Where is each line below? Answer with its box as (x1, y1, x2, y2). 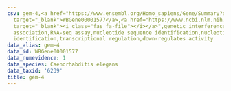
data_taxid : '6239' (7, 67, 63, 74)
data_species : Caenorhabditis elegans (7, 61, 118, 68)
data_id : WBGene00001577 (7, 49, 78, 55)
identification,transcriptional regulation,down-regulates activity (13, 36, 214, 42)
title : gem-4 (7, 73, 45, 81)
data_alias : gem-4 (7, 42, 60, 49)
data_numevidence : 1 (7, 55, 67, 62)
